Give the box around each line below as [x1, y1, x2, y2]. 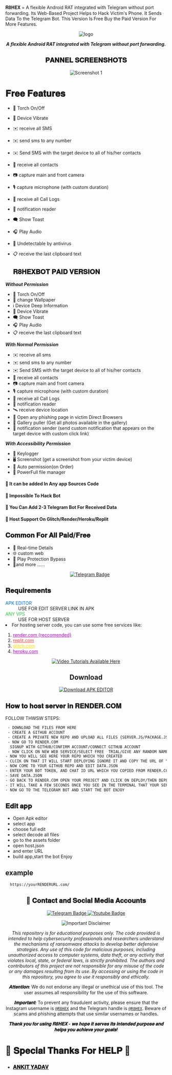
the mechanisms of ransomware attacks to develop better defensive [13, 941, 159, 947]
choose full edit [12, 826, 46, 833]
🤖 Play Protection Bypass [12, 556, 66, 562]
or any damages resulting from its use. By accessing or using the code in [8, 968, 164, 974]
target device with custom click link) [12, 430, 90, 436]
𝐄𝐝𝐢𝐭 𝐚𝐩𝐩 [5, 801, 32, 810]
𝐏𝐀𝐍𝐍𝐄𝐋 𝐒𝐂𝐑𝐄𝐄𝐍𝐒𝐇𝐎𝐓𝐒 [45, 56, 127, 65]
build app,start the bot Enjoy [12, 854, 73, 860]
